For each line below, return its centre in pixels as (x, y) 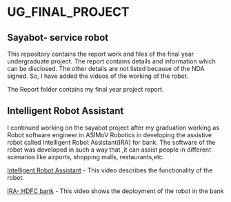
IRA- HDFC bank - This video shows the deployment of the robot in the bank (115, 191)
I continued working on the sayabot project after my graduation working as (113, 128)
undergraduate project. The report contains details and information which (111, 61)
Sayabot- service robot (58, 38)
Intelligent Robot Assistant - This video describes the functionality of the (110, 170)
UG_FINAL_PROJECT (68, 12)
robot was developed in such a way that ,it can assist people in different (109, 150)
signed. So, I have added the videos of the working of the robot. (98, 76)
